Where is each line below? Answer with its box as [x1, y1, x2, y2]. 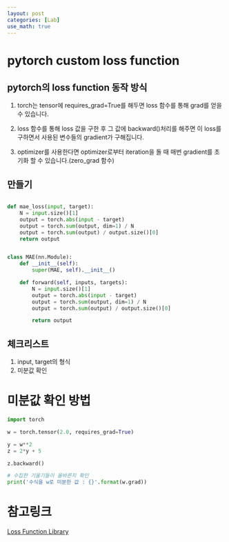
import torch [7, 416, 45, 423]
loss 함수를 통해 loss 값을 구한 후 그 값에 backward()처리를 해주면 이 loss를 [17, 125, 222, 133]
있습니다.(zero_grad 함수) [44, 157, 115, 165]
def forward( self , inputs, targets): [19, 279, 128, 286]
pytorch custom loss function [7, 52, 180, 68]
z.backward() [7, 460, 45, 467]
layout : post [7, 10, 45, 17]
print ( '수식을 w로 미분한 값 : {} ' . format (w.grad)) [7, 479, 147, 486]
